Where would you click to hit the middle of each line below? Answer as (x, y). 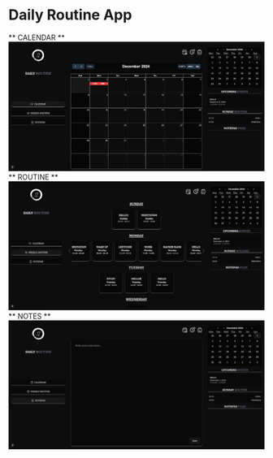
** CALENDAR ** (37, 37)
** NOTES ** (30, 316)
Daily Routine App (70, 15)
